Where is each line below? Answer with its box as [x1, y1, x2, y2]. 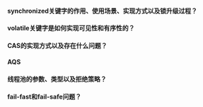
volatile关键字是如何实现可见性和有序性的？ [7, 24, 135, 32]
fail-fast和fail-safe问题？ [7, 92, 82, 101]
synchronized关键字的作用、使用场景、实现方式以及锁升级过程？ [7, 6, 198, 15]
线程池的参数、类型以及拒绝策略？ [7, 75, 107, 83]
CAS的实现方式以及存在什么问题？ [7, 41, 108, 49]
